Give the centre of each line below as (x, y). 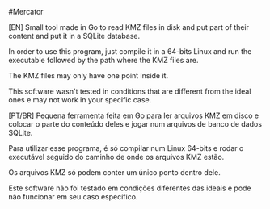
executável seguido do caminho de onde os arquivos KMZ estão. (116, 157)
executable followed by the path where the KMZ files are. (103, 60)
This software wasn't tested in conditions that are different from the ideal (130, 91)
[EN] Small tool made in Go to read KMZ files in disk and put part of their (129, 27)
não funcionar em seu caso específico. (73, 196)
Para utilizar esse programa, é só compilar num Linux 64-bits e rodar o (126, 148)
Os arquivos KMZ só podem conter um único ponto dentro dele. (114, 172)
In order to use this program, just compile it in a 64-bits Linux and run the (130, 51)
